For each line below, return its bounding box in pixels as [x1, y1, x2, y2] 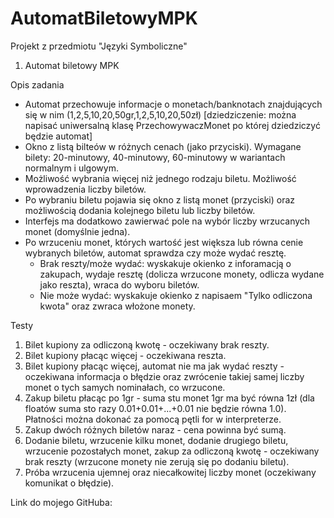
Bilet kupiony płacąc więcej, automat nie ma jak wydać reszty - [24, 360, 285, 372]
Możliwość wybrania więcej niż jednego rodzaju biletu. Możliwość [24, 172, 297, 184]
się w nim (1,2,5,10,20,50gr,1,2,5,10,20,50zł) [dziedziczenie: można [24, 108, 297, 121]
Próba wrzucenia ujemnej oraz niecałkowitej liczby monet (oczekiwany [24, 466, 317, 478]
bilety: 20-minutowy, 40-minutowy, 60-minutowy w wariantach [24, 151, 286, 163]
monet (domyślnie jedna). [24, 225, 131, 237]
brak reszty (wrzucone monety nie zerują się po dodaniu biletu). [24, 455, 290, 467]
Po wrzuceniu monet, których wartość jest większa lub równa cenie [24, 236, 304, 248]
